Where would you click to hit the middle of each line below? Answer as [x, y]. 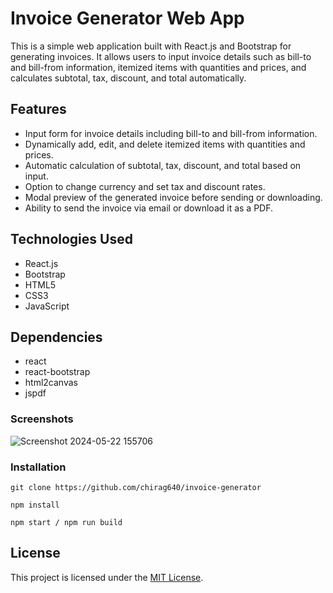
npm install [35, 505]
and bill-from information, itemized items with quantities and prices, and [158, 67]
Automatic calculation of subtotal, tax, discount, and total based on [163, 165]
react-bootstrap [57, 372]
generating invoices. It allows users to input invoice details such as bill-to [161, 56]
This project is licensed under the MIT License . [107, 577]
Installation [38, 467]
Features [38, 109]
